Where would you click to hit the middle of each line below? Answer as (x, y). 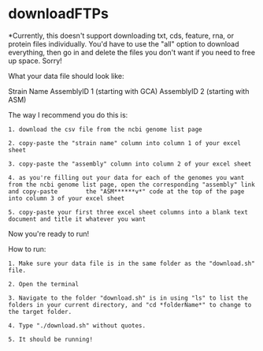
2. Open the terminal (44, 284)
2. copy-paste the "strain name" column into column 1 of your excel (125, 143)
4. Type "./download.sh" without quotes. (77, 325)
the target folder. (40, 312)
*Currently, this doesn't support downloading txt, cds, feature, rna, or (121, 35)
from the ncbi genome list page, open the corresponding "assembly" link (132, 185)
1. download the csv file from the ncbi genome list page (105, 129)
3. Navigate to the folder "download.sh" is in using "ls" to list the (128, 298)
